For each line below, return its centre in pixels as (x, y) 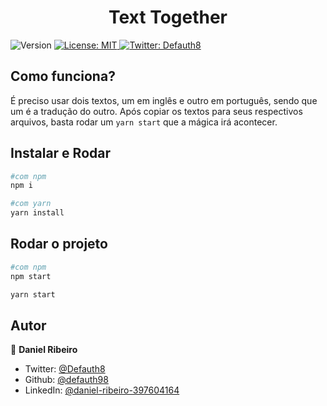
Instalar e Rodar (61, 153)
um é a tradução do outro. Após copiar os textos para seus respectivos (156, 111)
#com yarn (31, 204)
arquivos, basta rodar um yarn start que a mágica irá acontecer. (144, 122)
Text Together (168, 17)
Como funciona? (63, 76)
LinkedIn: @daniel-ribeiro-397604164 (102, 390)
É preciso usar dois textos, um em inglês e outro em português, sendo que (164, 100)
